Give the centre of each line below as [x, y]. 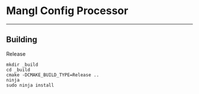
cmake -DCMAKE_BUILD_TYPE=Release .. [53, 75]
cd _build [18, 70]
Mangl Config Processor [67, 11]
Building [22, 40]
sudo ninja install [30, 85]
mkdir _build [22, 65]
